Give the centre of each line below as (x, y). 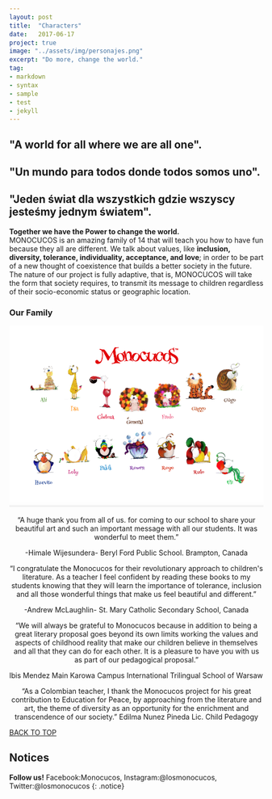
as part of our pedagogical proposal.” (136, 660)
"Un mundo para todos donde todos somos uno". (135, 172)
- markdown (27, 77)
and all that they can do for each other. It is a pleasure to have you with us (136, 651)
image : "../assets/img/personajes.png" (76, 51)
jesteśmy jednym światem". (81, 212)
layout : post (31, 17)
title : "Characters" (46, 25)
